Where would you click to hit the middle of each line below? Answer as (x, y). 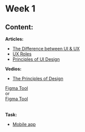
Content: (19, 27)
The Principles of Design (38, 78)
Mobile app (24, 124)
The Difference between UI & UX (46, 49)
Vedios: (13, 69)
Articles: (14, 39)
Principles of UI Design (36, 59)
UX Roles (22, 54)
